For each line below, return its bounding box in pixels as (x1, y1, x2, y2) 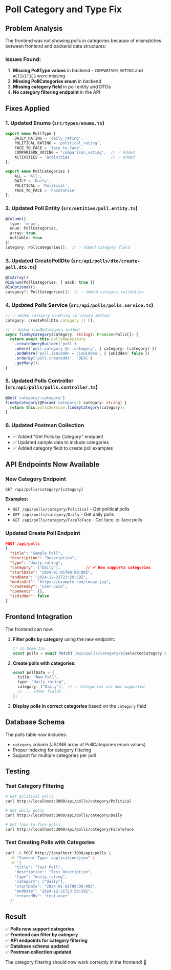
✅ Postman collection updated (5, 949, 72, 955)
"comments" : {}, (10, 589, 45, 594)
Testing (5, 767, 30, 775)
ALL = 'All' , (14, 173, 42, 179)
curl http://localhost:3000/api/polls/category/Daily (5, 813, 123, 818)
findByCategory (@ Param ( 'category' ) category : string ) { (5, 400, 127, 405)
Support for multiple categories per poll (12, 752, 96, 758)
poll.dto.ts (5, 264, 35, 270)
